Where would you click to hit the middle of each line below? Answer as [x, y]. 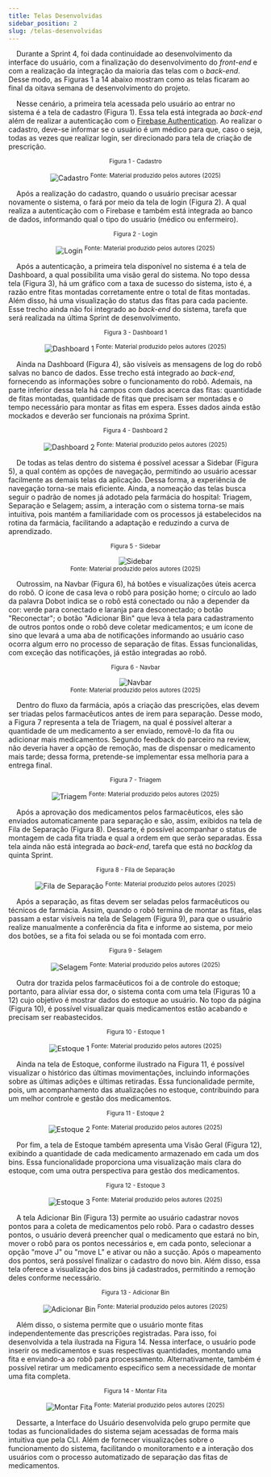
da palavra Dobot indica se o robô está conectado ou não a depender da [129, 601]
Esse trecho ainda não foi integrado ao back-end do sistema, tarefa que [128, 309]
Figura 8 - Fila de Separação [135, 869]
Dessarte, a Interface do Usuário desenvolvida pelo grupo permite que [133, 1423]
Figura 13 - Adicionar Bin [135, 1292]
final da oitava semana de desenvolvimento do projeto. [100, 88]
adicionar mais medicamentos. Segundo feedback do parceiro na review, [130, 739]
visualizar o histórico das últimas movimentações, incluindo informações [129, 1072]
